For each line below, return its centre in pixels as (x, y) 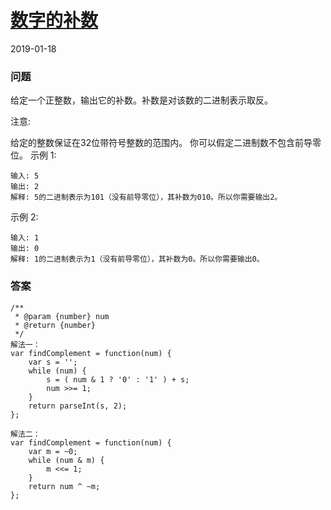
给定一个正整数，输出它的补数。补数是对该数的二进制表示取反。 (141, 100)
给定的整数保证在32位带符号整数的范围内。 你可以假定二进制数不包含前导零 (166, 143)
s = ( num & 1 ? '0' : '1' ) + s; (118, 379)
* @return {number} (55, 325)
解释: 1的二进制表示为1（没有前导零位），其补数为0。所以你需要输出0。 (137, 259)
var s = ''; (53, 362)
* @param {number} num (62, 316)
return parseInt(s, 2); (78, 406)
